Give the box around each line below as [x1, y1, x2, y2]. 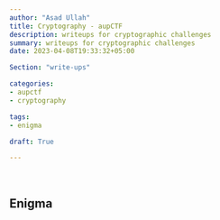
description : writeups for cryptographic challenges [9, 30, 212, 39]
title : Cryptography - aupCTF [9, 22, 124, 31]
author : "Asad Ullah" [9, 13, 91, 23]
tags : [9, 112, 30, 122]
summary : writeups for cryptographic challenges [9, 38, 196, 48]
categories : [9, 79, 54, 88]
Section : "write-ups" [9, 63, 91, 72]
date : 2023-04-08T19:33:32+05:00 [9, 47, 135, 56]
